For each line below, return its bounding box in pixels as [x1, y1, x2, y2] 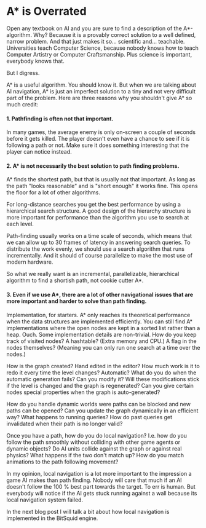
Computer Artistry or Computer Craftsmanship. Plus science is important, [6, 50, 192, 58]
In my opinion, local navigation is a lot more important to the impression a [6, 470, 192, 477]
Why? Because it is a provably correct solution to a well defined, [33, 31, 196, 38]
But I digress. [6, 69, 40, 76]
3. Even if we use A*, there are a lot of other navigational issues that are [6, 291, 194, 298]
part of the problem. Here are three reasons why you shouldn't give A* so [6, 94, 192, 101]
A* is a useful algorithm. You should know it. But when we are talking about [6, 81, 197, 89]
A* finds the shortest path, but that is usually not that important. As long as [6, 176, 196, 183]
